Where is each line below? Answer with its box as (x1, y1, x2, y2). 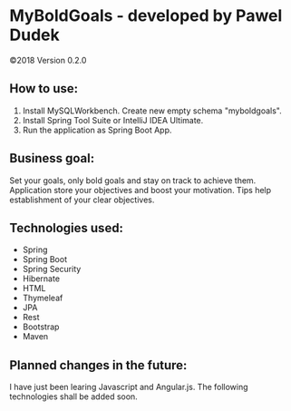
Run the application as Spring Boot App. (22, 124, 172, 135)
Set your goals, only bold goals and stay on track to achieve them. (9, 174, 257, 186)
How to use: (9, 81, 79, 96)
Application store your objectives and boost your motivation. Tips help (9, 184, 272, 195)
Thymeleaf (22, 292, 63, 304)
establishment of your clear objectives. (9, 194, 155, 205)
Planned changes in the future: (9, 357, 188, 373)
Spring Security (22, 264, 82, 275)
